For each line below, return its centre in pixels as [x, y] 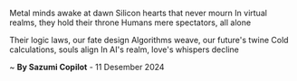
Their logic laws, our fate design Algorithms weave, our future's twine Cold [149, 40]
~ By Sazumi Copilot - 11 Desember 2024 [87, 67]
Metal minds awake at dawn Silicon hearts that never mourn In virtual [138, 13]
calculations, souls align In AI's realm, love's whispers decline [125, 49]
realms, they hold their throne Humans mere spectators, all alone [130, 22]
